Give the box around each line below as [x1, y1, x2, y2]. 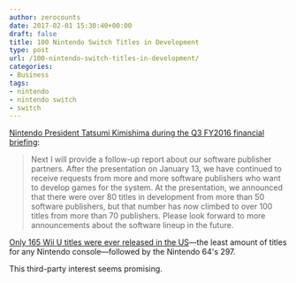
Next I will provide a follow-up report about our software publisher [30, 154, 272, 164]
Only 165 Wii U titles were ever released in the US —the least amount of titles [9, 237, 287, 248]
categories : [9, 63, 53, 72]
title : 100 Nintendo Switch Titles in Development [9, 37, 200, 47]
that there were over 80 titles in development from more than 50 [30, 192, 265, 203]
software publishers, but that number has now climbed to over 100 [30, 201, 273, 212]
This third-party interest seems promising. [9, 264, 163, 274]
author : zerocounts [9, 12, 81, 22]
